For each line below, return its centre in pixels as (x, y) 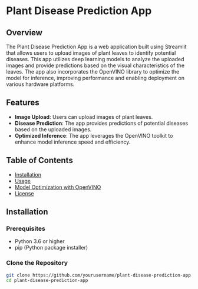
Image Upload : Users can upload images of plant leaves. (84, 117)
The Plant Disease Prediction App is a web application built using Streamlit (96, 46)
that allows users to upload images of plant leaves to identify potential (91, 53)
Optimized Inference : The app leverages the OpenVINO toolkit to (94, 135)
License (24, 193)
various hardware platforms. (40, 84)
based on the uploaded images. (53, 129)
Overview (24, 33)
